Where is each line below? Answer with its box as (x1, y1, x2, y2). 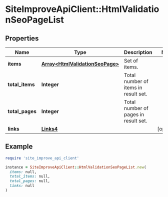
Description (124, 49, 152, 55)
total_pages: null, (9, 178, 50, 183)
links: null (9, 183, 35, 188)
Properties (5, 34, 39, 42)
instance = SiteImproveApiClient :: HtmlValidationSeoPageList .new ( (5, 164, 146, 169)
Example (5, 142, 33, 151)
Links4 (41, 125, 58, 132)
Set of (124, 57, 138, 64)
